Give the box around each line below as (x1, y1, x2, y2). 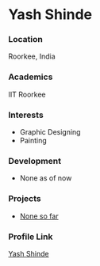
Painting (19, 136, 48, 146)
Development (8, 156, 62, 166)
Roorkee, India (8, 51, 56, 61)
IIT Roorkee (8, 89, 46, 99)
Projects (8, 193, 41, 204)
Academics (8, 71, 53, 82)
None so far (19, 211, 59, 221)
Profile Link (8, 231, 53, 242)
